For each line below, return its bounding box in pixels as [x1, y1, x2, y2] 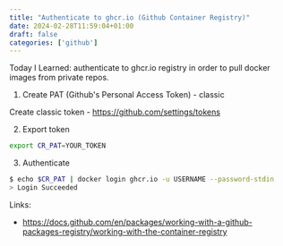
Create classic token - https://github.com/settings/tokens [9, 106, 221, 117]
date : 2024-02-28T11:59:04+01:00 [9, 21, 134, 30]
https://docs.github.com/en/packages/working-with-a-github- [21, 216, 253, 227]
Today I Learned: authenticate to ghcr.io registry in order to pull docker [9, 63, 270, 73]
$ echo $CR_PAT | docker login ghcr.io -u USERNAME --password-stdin [9, 175, 275, 184]
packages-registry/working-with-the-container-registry [21, 225, 227, 237]
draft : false [9, 30, 58, 38]
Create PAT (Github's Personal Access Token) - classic [21, 89, 226, 100]
